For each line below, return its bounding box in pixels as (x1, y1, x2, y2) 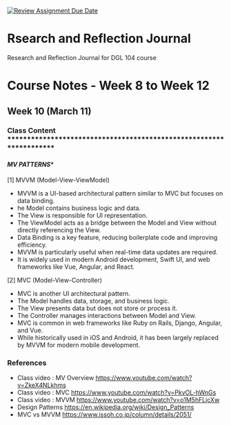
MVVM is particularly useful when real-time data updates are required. (17, 247, 219, 256)
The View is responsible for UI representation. (17, 211, 148, 219)
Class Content (7, 126, 57, 135)
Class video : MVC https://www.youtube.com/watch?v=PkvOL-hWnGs (17, 388, 217, 397)
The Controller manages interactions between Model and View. (17, 311, 197, 319)
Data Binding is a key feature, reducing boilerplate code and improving (17, 233, 218, 241)
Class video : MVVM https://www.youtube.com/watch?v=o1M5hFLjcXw (17, 395, 220, 404)
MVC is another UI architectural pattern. (17, 289, 131, 297)
